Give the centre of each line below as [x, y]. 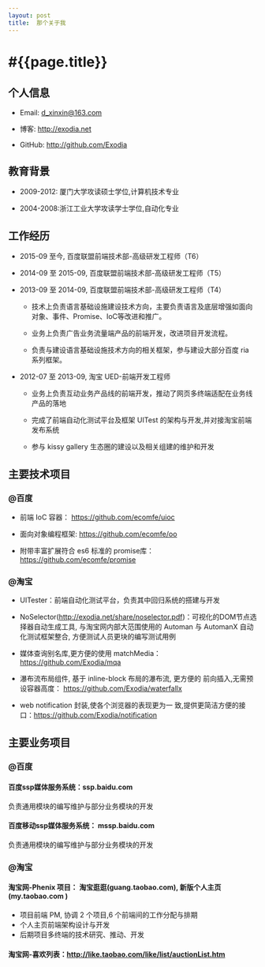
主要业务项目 [39, 742]
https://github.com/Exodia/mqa [70, 662]
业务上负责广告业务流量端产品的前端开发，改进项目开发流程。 [132, 333]
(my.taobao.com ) [38, 896]
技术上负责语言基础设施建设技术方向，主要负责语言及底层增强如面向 [142, 307]
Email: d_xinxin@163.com [61, 112]
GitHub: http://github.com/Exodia [73, 144]
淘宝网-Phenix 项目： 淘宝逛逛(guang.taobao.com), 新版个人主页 [115, 887]
